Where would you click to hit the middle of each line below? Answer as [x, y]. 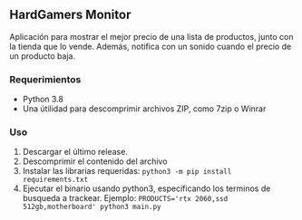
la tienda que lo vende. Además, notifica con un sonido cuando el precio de [151, 46]
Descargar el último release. [75, 152]
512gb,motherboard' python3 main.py [92, 207]
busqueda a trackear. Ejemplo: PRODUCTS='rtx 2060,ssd [125, 198]
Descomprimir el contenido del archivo [95, 161]
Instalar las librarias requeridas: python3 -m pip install [127, 171]
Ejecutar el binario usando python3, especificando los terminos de [146, 188]
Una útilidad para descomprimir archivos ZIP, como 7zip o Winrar [144, 109]
